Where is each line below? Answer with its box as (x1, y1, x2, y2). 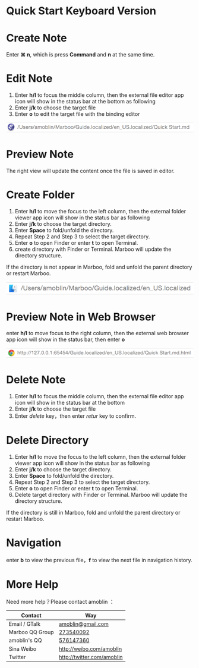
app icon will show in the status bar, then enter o (6, 336, 125, 343)
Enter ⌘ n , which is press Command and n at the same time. (6, 51, 155, 58)
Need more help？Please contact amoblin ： (6, 598, 115, 606)
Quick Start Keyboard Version (6, 4, 156, 18)
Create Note (6, 31, 67, 45)
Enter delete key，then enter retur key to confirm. (14, 412, 137, 420)
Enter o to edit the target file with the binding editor (14, 111, 140, 118)
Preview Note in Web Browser (6, 310, 156, 323)
